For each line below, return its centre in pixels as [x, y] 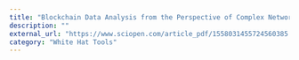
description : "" [39, 26]
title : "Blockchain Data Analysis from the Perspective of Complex [137, 17]
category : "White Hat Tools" [63, 42]
